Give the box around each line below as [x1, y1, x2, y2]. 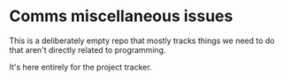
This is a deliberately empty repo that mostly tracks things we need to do [9, 35, 275, 46]
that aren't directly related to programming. [9, 44, 166, 55]
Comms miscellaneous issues [9, 6, 233, 26]
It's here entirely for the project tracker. [9, 62, 152, 72]
